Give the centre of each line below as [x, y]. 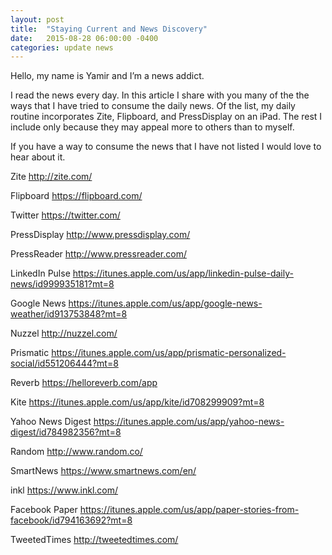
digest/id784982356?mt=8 [66, 432]
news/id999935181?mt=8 [62, 284]
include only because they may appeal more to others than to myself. [152, 127]
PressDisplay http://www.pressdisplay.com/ [100, 235]
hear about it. [38, 157]
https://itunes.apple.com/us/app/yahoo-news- [189, 422]
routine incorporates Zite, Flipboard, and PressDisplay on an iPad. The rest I [166, 117]
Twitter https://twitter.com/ [65, 215]
